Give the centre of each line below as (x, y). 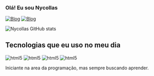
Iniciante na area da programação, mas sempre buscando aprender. (77, 68)
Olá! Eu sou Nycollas (32, 8)
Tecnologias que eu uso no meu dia (63, 45)
